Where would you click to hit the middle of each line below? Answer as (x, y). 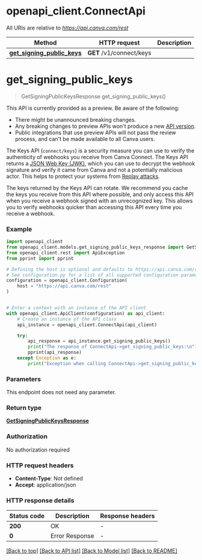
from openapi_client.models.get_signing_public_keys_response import (95, 247)
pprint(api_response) (55, 353)
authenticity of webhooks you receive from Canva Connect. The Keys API (97, 157)
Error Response (72, 536)
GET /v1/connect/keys (119, 52)
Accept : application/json (45, 485)
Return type (24, 408)
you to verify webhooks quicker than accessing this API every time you (94, 207)
